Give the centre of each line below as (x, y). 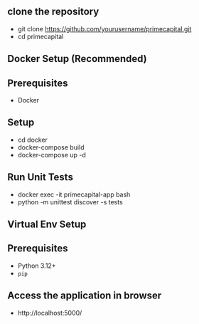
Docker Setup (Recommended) (77, 59)
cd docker (33, 140)
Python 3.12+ (37, 266)
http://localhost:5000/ (50, 313)
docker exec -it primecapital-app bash (74, 194)
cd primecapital (41, 36)
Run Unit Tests (40, 177)
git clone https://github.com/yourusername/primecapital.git (104, 28)
